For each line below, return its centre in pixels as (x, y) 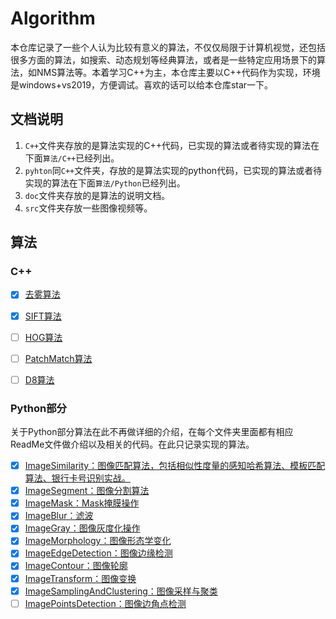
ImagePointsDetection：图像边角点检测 (105, 603)
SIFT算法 (43, 316)
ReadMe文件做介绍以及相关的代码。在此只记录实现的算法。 (132, 444)
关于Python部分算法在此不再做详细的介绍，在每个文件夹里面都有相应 (152, 432)
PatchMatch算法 (58, 358)
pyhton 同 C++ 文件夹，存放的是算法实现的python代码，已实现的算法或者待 (173, 170)
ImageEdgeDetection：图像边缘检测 (98, 553)
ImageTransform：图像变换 (80, 578)
